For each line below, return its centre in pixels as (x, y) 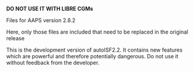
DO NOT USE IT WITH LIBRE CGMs (50, 9)
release (16, 38)
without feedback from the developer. (53, 63)
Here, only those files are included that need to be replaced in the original (97, 32)
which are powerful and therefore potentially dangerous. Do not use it (92, 56)
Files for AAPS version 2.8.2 (41, 20)
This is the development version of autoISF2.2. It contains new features (95, 50)
